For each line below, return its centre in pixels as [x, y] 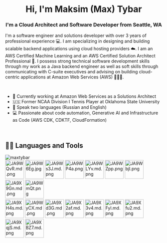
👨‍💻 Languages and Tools [44, 145]
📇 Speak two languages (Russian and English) [60, 107]
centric [12, 77]
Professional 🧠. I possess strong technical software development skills [78, 61]
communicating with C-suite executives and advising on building [72, 72]
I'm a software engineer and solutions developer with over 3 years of [76, 35]
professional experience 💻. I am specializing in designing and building [78, 41]
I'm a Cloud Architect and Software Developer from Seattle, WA [84, 25]
